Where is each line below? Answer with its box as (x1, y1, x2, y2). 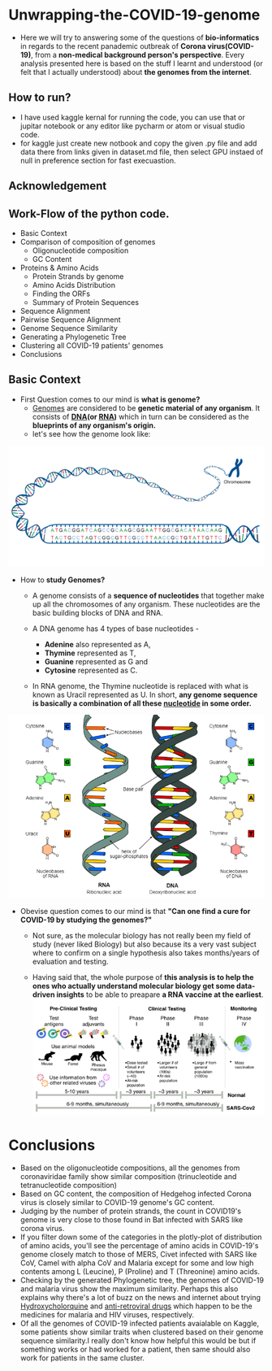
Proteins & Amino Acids (19, 263, 99, 272)
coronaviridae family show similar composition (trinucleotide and (19, 1172, 237, 1182)
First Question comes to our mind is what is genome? (19, 394, 201, 404)
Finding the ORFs (32, 289, 91, 298)
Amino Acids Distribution (32, 280, 116, 289)
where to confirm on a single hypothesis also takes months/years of (32, 947, 260, 957)
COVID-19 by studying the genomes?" (19, 915, 153, 925)
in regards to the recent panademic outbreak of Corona (19, 41, 206, 50)
